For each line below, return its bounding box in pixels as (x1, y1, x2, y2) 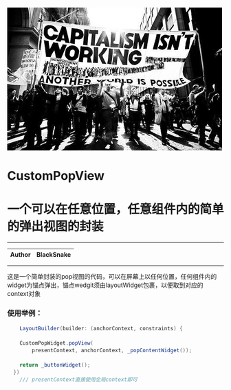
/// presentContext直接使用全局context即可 (19, 376, 137, 383)
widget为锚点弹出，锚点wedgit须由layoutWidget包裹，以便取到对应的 (7, 281, 204, 289)
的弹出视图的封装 (7, 219, 104, 234)
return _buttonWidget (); (19, 361, 91, 368)
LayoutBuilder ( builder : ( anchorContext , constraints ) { (19, 325, 184, 332)
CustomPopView (7, 168, 105, 184)
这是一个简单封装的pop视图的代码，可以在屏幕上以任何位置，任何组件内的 (7, 273, 217, 281)
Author (10, 250, 31, 258)
